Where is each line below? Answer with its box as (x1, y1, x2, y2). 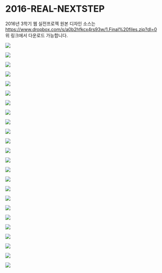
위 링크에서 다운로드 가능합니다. (5, 32, 68, 38)
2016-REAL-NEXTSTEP (5, 3, 105, 15)
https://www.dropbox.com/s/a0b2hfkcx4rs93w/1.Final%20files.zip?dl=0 (5, 26, 157, 32)
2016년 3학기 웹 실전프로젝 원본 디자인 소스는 (5, 20, 96, 26)
